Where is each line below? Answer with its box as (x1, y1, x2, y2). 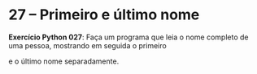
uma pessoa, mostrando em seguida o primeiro (8, 40, 167, 50)
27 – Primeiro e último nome (8, 6, 200, 24)
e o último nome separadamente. (8, 56, 120, 66)
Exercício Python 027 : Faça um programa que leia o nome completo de (8, 32, 249, 42)
